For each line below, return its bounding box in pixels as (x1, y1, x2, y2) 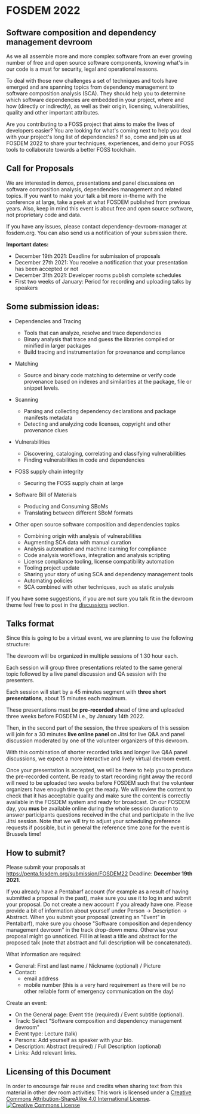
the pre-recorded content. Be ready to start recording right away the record (6, 773, 192, 780)
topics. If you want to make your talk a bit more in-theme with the (6, 192, 167, 199)
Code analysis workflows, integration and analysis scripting (23, 551, 170, 558)
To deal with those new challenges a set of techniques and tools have (6, 77, 178, 84)
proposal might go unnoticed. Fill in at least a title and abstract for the (6, 933, 177, 940)
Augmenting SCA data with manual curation (23, 538, 131, 546)
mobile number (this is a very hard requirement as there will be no (23, 981, 186, 989)
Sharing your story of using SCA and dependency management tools (23, 570, 193, 577)
